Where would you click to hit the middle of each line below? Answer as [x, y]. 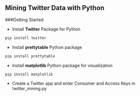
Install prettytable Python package [47, 47]
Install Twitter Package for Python [46, 29]
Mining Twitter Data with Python [55, 8]
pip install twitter [26, 38]
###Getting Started [24, 19]
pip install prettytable [30, 56]
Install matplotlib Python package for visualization [62, 65]
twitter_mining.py [29, 89]
